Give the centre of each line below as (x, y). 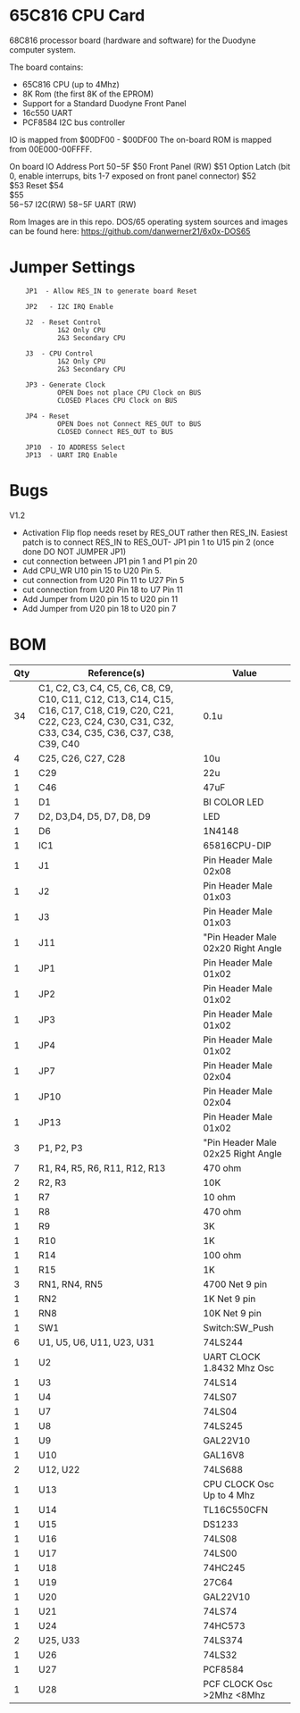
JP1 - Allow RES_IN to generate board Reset (112, 291)
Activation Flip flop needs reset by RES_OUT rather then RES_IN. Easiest (155, 532)
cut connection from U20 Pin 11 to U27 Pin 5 (103, 580)
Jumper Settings (72, 267)
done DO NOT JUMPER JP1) (74, 551)
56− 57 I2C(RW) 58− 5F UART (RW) (73, 204)
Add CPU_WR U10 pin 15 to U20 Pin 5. (92, 570)
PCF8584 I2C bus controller (74, 122)
